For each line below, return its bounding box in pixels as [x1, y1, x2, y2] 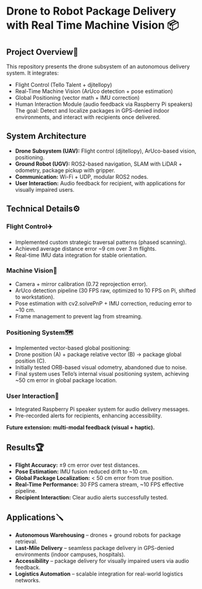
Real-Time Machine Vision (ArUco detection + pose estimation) [15, 88, 173, 95]
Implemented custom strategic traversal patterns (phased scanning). [15, 239, 187, 246]
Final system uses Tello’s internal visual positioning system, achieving [15, 370, 189, 378]
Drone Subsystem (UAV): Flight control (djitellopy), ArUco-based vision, [15, 147, 197, 155]
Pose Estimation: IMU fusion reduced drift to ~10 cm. [15, 468, 149, 475]
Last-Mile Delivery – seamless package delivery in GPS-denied [15, 545, 175, 552]
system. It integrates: [6, 69, 59, 77]
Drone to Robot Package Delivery [6, 4, 177, 18]
